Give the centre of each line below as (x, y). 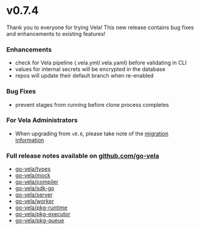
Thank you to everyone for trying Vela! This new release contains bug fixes (100, 27)
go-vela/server (34, 195)
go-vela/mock (33, 175)
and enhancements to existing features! (56, 33)
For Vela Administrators (42, 120)
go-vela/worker (35, 201)
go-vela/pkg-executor (43, 214)
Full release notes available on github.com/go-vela (83, 155)
